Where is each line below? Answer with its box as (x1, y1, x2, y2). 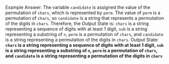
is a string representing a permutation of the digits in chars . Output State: (5, 37, 159, 43)
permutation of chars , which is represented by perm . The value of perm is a (5, 10, 161, 16)
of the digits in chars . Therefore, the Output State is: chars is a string (5, 20, 149, 26)
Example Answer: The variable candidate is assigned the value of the (5, 5, 151, 10)
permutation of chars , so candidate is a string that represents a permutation (5, 15, 164, 21)
